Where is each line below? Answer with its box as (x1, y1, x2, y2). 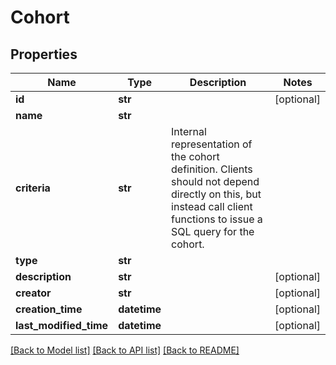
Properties (10, 46, 78, 63)
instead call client (171, 200, 253, 213)
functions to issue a (171, 212, 263, 226)
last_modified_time (15, 319, 109, 332)
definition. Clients (171, 162, 253, 176)
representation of (171, 137, 253, 151)
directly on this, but (171, 187, 262, 201)
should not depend (171, 175, 260, 188)
